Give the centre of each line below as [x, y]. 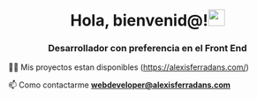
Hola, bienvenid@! [139, 21]
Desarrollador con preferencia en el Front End [147, 49]
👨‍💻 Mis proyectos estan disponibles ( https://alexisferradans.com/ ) [128, 67]
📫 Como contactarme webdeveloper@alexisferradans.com [120, 85]
